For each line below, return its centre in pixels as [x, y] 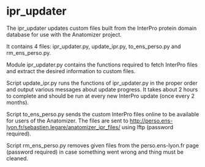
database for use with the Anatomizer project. [64, 34]
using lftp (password [147, 127]
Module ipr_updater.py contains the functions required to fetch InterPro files [102, 65]
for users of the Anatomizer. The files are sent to [67, 121]
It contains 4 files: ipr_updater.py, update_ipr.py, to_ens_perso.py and [94, 46]
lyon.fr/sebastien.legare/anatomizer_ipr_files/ [63, 127]
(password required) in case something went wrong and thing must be [95, 152]
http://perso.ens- [151, 121]
